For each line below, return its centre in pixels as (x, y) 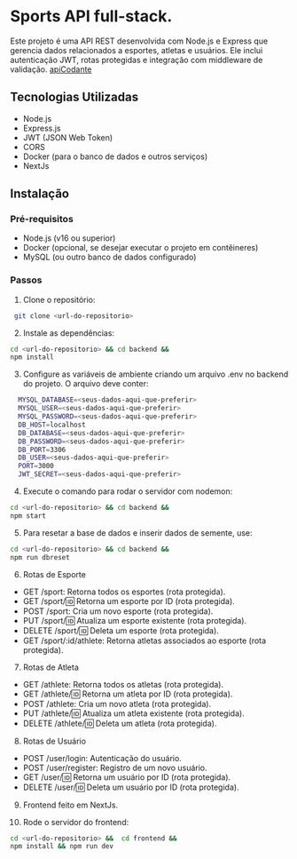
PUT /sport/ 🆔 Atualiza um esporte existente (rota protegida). (135, 620)
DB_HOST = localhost (52, 425)
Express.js (42, 128)
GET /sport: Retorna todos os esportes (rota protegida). (124, 592)
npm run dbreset (40, 557)
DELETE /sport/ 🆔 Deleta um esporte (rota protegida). (121, 630)
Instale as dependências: (68, 333)
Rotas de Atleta (51, 667)
